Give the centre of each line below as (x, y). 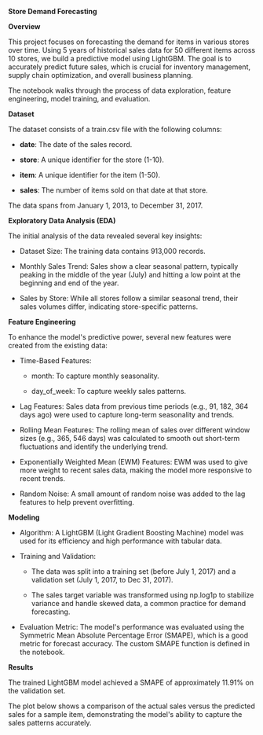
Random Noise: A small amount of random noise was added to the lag (132, 494)
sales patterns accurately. (50, 723)
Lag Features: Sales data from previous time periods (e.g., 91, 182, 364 (134, 406)
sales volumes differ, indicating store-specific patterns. (109, 307)
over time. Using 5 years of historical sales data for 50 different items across (132, 50)
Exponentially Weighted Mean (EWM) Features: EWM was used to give (134, 462)
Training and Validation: (58, 556)
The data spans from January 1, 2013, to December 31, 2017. (106, 205)
